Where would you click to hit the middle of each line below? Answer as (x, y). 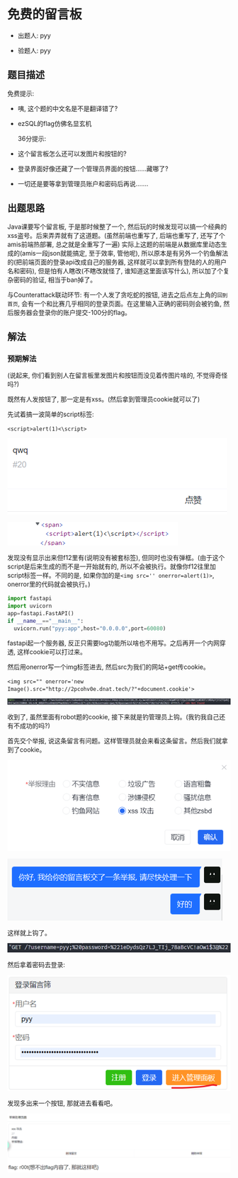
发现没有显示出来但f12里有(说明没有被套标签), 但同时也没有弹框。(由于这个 (116, 558)
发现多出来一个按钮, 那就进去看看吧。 (62, 1103)
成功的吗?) (35, 726)
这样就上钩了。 (29, 932)
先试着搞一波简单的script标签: (51, 414)
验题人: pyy (34, 50)
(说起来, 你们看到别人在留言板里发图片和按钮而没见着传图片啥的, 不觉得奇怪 (118, 375)
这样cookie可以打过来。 (51, 651)
